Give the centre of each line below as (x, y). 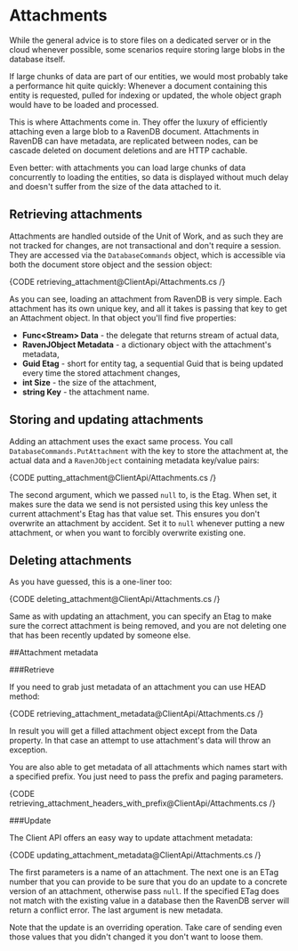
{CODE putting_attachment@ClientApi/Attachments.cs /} (113, 477)
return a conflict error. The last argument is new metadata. (116, 910)
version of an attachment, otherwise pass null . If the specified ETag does (145, 891)
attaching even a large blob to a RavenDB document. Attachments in (134, 131)
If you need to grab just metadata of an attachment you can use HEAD (138, 687)
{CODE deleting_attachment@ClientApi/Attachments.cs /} (115, 599)
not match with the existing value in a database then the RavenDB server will (149, 901)
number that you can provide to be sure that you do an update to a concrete (148, 882)
